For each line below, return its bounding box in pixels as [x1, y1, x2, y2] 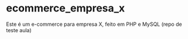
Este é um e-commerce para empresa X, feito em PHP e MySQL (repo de [6, 21, 183, 28]
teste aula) [6, 26, 32, 33]
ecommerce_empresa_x [6, 2, 125, 15]
